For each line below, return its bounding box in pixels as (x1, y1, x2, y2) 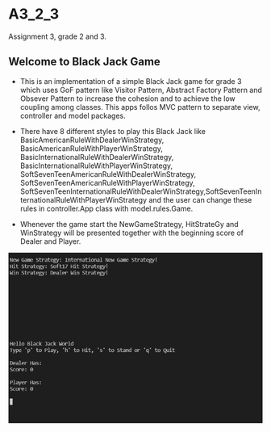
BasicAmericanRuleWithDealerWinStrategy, (19, 135, 165, 145)
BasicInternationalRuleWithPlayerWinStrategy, (19, 161, 173, 170)
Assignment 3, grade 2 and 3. (8, 31, 107, 41)
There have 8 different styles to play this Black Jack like (19, 126, 206, 136)
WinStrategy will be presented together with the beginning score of (19, 228, 244, 237)
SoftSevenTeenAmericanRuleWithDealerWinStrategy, (19, 169, 196, 178)
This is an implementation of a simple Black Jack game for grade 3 (19, 76, 242, 86)
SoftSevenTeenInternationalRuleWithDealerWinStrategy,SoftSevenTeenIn (19, 187, 262, 196)
